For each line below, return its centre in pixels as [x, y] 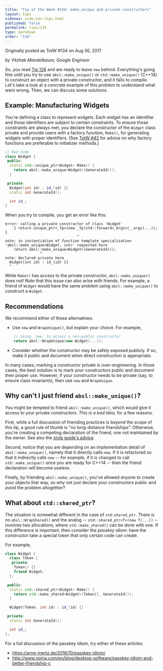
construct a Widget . [24, 291]
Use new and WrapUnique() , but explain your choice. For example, [77, 328]
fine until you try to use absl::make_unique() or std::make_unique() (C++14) [81, 75]
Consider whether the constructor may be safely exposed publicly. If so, [84, 350]
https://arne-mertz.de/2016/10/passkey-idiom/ [59, 652]
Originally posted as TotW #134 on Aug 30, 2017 [53, 50]
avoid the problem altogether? [35, 487]
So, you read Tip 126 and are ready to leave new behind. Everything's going [80, 69]
